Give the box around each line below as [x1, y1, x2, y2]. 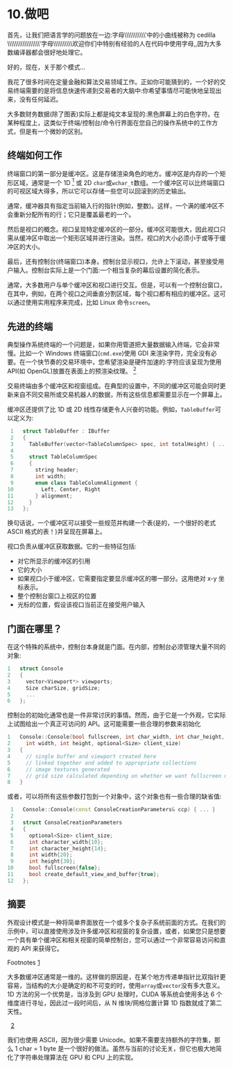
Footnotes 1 [7, 958, 40, 966]
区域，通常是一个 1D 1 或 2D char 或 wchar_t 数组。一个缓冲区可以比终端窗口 [12, 177, 225, 186]
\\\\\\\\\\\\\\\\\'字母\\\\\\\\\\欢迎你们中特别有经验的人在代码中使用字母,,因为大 [7, 39, 216, 47]
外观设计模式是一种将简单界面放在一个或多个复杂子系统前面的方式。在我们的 [7, 918, 226, 926]
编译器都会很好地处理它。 [12, 48, 87, 56]
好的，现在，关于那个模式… [7, 63, 86, 71]
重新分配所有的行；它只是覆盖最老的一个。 [12, 210, 135, 219]
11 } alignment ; [7, 492, 73, 500]
